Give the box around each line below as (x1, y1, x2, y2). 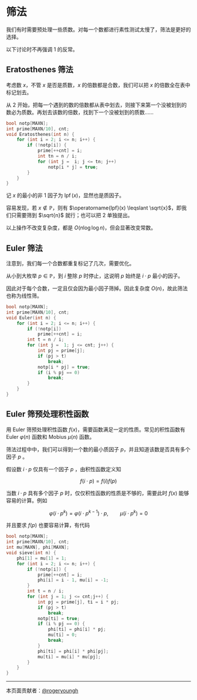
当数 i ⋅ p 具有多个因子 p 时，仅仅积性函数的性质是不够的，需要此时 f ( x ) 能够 (6, 489, 189, 496)
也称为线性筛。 (6, 292, 42, 299)
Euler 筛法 (6, 243, 43, 253)
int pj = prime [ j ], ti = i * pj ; (37, 599, 119, 605)
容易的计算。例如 (6, 496, 47, 504)
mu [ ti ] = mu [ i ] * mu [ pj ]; (37, 654, 101, 659)
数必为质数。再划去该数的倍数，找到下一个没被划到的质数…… (6, 108, 154, 115)
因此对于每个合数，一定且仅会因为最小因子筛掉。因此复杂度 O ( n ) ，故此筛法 (6, 285, 188, 292)
